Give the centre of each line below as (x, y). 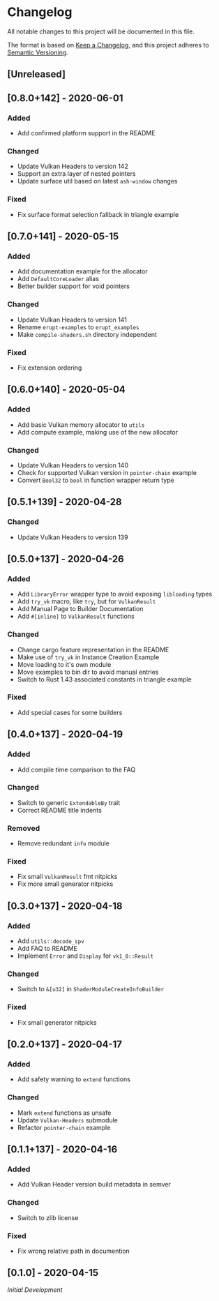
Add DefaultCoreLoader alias (58, 279)
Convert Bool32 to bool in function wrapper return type (96, 480)
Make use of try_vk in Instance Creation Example (88, 657)
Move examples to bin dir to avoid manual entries (88, 672)
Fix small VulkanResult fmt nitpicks (67, 877)
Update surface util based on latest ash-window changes (97, 181)
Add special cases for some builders (70, 712)
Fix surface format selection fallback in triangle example (98, 214)
